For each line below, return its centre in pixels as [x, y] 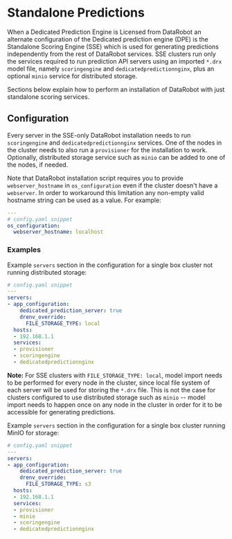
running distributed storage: [47, 272]
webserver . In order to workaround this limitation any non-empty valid [106, 192]
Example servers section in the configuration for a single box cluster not [110, 265]
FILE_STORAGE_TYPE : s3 [58, 484]
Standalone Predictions [76, 13]
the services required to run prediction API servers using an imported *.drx [115, 61]
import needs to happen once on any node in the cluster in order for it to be [115, 404]
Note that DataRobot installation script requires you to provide [95, 178]
